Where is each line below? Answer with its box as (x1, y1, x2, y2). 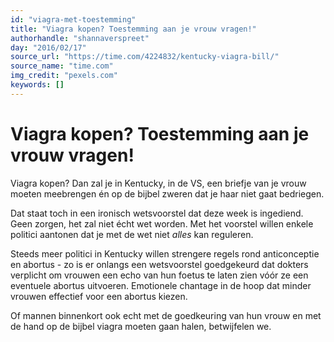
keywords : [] (10, 80, 65, 90)
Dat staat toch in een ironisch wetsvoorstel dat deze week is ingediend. (10, 207, 304, 219)
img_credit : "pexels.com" (10, 71, 118, 81)
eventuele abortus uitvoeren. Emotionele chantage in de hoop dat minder (10, 279, 312, 291)
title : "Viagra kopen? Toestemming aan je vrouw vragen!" (10, 24, 257, 34)
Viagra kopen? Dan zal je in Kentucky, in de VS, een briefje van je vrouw (10, 177, 307, 189)
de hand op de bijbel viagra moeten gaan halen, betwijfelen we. (10, 320, 272, 332)
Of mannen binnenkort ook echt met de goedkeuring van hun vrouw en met (10, 309, 322, 321)
